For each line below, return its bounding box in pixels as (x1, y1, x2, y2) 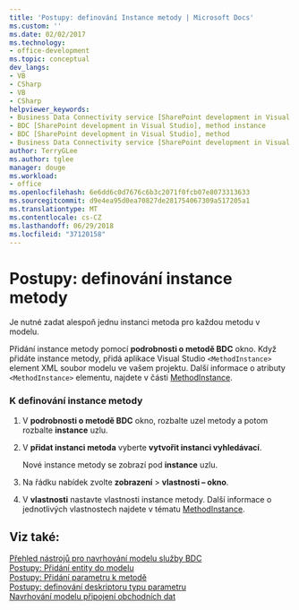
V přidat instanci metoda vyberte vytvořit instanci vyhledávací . (21, 442, 262, 452)
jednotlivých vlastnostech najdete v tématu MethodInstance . (21, 503, 245, 514)
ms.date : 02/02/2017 (9, 30, 87, 39)
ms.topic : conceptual (9, 55, 90, 64)
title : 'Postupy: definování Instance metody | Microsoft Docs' (9, 13, 254, 22)
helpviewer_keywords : (9, 105, 90, 114)
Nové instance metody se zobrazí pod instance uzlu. (21, 459, 218, 470)
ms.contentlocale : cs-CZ (9, 212, 102, 222)
